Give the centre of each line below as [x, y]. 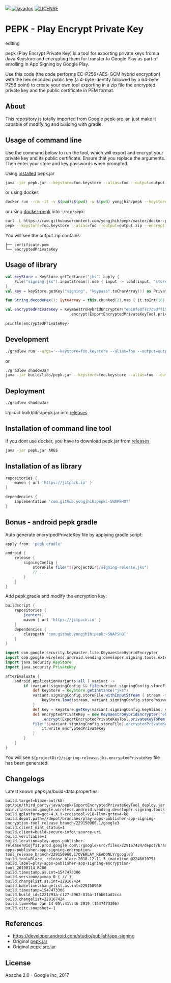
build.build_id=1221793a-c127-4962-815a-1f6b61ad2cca [64, 895]
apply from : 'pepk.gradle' [34, 544]
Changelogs [25, 779]
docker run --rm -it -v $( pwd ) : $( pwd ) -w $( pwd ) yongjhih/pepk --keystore [86, 202]
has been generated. [27, 763]
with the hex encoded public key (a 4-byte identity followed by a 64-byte [82, 79]
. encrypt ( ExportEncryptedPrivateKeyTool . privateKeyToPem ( [104, 719]
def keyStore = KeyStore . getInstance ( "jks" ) [80, 690]
